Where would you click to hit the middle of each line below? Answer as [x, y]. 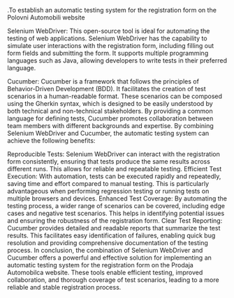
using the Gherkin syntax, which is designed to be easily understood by [110, 103]
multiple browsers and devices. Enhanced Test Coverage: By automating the [117, 198]
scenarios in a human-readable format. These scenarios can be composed [115, 96]
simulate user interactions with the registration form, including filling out [111, 46]
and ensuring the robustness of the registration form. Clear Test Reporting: [115, 221]
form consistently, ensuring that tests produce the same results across [109, 162]
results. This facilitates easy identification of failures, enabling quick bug [111, 235]
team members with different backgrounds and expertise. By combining [111, 126]
